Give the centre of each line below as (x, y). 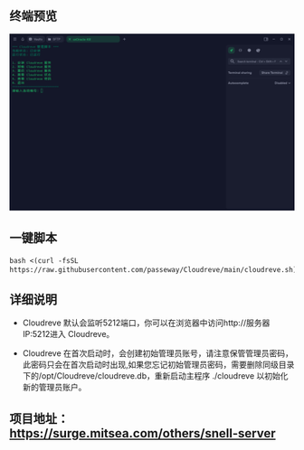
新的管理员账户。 (54, 388)
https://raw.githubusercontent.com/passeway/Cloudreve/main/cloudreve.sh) (153, 269)
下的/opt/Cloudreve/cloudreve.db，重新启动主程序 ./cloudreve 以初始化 (155, 376)
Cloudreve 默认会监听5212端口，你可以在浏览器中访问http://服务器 (146, 323)
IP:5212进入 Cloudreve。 (68, 334)
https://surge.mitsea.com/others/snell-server (142, 433)
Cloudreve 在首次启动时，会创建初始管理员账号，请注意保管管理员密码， (158, 353)
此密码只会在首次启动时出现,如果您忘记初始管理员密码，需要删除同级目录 (158, 365)
